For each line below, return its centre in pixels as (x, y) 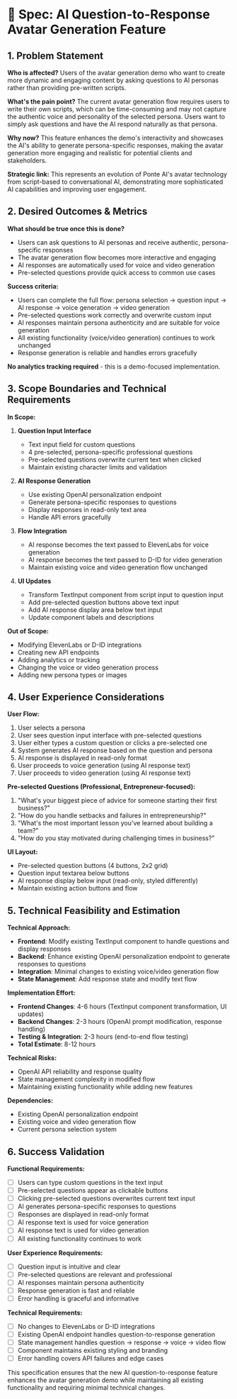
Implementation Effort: (41, 993)
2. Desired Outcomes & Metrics (77, 212)
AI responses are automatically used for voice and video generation (116, 264)
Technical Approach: (39, 927)
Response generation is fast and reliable (76, 1291)
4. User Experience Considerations (86, 697)
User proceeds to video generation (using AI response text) (104, 773)
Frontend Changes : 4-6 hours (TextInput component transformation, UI (122, 1007)
